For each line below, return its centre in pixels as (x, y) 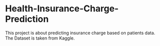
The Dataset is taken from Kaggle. (40, 38)
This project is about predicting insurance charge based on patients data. (80, 33)
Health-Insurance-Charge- (62, 9)
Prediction (27, 19)
